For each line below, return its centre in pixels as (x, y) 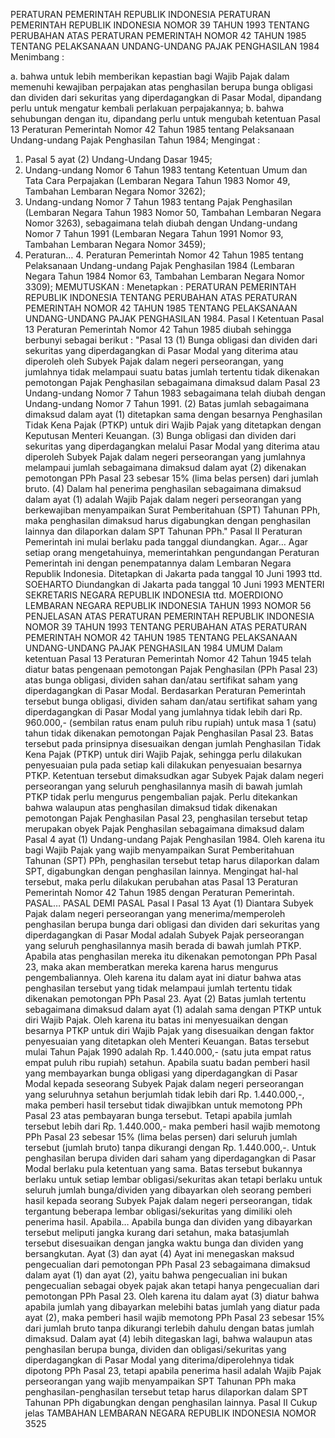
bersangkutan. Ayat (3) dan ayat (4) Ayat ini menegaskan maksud (159, 1253)
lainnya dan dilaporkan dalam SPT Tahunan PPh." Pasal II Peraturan (163, 531)
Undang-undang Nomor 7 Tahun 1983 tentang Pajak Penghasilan (158, 202)
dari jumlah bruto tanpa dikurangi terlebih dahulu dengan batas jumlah (169, 1328)
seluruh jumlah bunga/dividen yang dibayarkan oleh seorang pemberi (168, 1190)
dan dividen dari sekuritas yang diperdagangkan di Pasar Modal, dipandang (166, 97)
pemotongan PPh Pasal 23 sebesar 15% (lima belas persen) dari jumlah (171, 478)
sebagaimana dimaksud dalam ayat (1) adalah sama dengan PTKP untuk (173, 1009)
